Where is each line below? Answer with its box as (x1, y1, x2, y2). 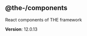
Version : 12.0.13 (5, 26, 38, 32)
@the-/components (5, 4, 68, 12)
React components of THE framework (5, 17, 83, 22)
